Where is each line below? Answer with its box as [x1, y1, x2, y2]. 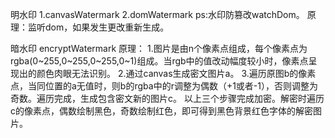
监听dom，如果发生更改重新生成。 [27, 21, 170, 33]
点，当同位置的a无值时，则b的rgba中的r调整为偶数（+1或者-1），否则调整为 [10, 80, 318, 92]
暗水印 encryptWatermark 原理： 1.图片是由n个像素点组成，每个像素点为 [10, 43, 308, 54]
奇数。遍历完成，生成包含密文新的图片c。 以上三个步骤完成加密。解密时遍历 [10, 93, 325, 104]
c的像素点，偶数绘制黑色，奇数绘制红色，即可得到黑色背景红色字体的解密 [10, 105, 313, 117]
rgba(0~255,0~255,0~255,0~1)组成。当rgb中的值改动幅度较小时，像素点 [10, 55, 309, 67]
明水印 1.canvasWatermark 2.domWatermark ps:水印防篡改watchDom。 [10, 9, 305, 20]
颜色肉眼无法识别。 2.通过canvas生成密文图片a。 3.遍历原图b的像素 [36, 68, 317, 79]
